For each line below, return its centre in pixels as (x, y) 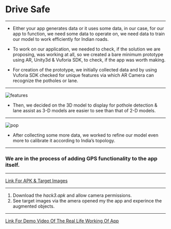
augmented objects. (34, 206)
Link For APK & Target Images (36, 181)
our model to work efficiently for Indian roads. (61, 39)
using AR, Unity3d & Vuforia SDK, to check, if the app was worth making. (89, 60)
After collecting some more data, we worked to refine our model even (85, 135)
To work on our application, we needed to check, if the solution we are (87, 49)
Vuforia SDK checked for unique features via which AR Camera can (83, 75)
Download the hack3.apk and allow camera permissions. (72, 195)
